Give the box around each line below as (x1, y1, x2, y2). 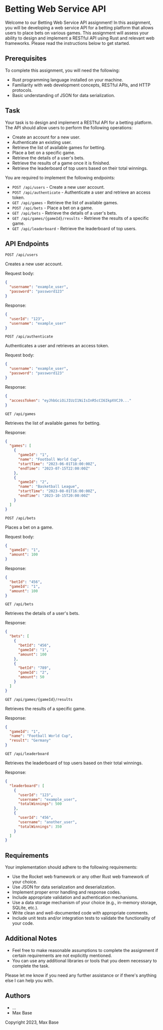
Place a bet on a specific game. (12, 150, 75, 156)
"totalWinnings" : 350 (18, 824, 62, 829)
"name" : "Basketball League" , (18, 484, 79, 489)
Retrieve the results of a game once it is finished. (12, 160, 110, 166)
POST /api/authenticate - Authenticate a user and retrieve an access (12, 189, 151, 195)
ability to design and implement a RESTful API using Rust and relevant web (5, 35, 155, 41)
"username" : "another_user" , (18, 819, 77, 825)
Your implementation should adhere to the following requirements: (5, 864, 138, 870)
